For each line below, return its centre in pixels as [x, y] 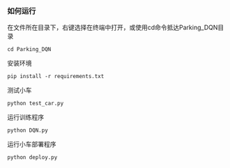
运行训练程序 [25, 117]
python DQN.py [28, 130]
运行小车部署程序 [32, 144]
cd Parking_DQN [29, 49]
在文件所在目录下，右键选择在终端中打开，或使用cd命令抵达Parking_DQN [113, 28]
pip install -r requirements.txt [56, 77]
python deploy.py [32, 158]
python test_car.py [36, 104]
